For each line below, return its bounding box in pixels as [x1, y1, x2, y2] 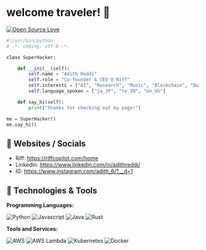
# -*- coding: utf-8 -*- [6, 43, 70, 50]
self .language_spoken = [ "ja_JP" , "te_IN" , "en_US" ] [28, 88, 166, 94]
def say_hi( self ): [17, 99, 64, 105]
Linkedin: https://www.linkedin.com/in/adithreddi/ [15, 161, 140, 169]
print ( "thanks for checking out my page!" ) [28, 105, 141, 111]
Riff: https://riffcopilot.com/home [15, 155, 99, 162]
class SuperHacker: [6, 54, 56, 61]
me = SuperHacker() [6, 116, 56, 122]
